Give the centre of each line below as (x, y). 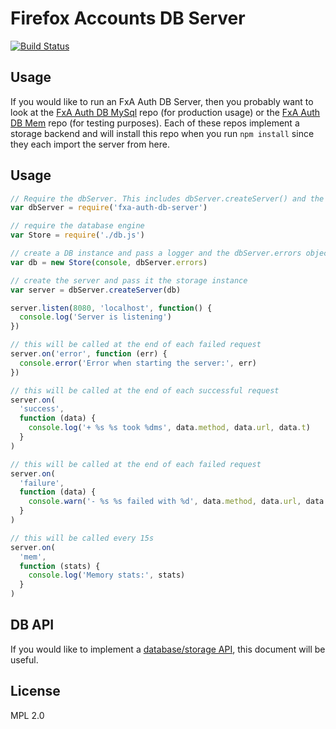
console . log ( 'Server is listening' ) (95, 317)
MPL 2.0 (27, 715)
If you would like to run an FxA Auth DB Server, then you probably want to (162, 101)
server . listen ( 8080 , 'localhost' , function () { (111, 308)
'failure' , (42, 483)
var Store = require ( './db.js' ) (77, 235)
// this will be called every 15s (82, 538)
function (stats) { (60, 566)
